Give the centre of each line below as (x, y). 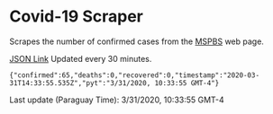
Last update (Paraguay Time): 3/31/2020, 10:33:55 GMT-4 (117, 100)
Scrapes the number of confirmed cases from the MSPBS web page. (136, 41)
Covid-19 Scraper (77, 17)
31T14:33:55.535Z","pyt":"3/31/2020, (80, 83)
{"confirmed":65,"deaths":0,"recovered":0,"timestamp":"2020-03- (134, 75)
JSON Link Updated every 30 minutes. (81, 58)
